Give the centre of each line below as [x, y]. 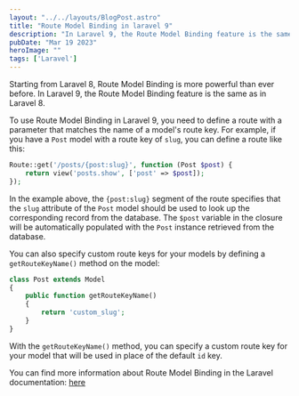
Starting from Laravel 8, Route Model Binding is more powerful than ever [142, 84]
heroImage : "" [36, 51]
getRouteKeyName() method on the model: [85, 263]
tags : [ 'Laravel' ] [43, 59]
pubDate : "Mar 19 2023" [53, 42]
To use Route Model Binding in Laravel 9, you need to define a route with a [145, 120]
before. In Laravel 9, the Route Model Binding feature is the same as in [138, 93]
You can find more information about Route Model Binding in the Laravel [141, 372]
